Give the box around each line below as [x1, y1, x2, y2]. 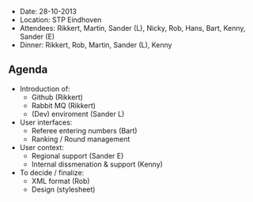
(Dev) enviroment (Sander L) [31, 109, 125, 118]
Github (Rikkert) [31, 92, 83, 102]
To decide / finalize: [19, 167, 85, 177]
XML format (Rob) [31, 176, 90, 185]
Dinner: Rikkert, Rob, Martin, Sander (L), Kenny [19, 40, 172, 50]
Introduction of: [19, 84, 70, 93]
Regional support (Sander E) [31, 151, 124, 160]
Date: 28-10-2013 [19, 7, 77, 16]
